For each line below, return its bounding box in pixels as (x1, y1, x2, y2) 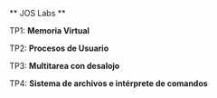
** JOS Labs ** (9, 8, 66, 18)
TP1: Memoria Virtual (9, 25, 90, 35)
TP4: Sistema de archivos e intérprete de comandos (9, 78, 208, 89)
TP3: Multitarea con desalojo (9, 61, 120, 71)
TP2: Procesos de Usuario (9, 43, 109, 54)
